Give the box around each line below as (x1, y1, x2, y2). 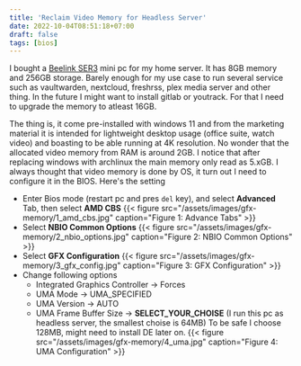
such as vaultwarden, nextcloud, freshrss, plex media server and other (9, 82, 271, 93)
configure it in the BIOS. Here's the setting (9, 176, 166, 187)
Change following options (22, 270, 118, 281)
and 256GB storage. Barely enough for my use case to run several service (9, 73, 284, 84)
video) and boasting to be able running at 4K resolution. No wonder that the (9, 138, 289, 148)
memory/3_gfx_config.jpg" (22, 260, 121, 271)
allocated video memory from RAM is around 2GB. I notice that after (9, 147, 261, 158)
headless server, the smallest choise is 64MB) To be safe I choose (35, 317, 281, 328)
